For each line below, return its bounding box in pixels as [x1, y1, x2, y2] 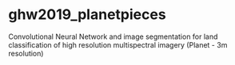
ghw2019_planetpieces [8, 6, 166, 24]
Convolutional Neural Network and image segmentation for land [8, 32, 218, 41]
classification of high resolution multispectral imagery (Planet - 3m [8, 40, 228, 49]
